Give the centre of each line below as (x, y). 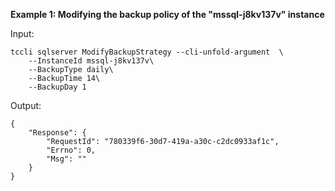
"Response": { (57, 133)
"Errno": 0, (71, 150)
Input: (22, 33)
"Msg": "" (66, 159)
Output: (26, 105)
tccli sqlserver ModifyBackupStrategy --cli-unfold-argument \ (147, 52)
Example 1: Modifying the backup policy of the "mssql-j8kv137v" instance (167, 14)
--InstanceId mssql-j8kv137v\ (91, 61)
